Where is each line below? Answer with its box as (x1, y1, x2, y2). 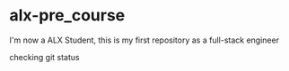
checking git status (9, 51, 80, 62)
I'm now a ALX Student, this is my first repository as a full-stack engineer (9, 35, 280, 45)
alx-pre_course (9, 5, 126, 26)
